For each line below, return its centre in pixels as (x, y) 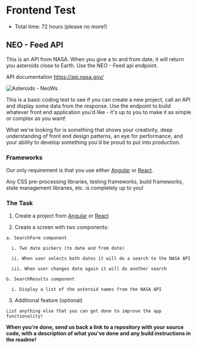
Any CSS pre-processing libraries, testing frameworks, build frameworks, (95, 182)
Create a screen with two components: (61, 227)
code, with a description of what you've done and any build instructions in (98, 333)
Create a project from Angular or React (61, 216)
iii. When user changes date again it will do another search (89, 269)
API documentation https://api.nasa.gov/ (55, 76)
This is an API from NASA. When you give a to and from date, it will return (95, 59)
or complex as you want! (36, 118)
